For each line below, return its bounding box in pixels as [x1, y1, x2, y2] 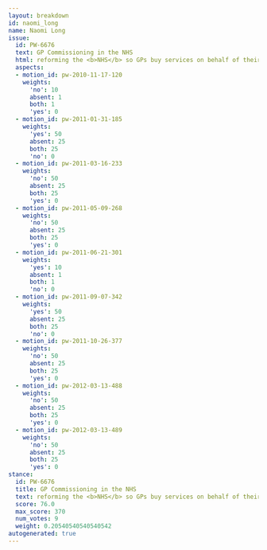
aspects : [15, 64, 44, 72]
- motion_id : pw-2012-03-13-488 [15, 381, 123, 390]
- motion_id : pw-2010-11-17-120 [15, 71, 123, 79]
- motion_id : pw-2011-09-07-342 [15, 293, 123, 301]
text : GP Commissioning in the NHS [15, 49, 133, 57]
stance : [8, 470, 34, 478]
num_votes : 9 [15, 515, 59, 523]
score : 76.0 [15, 500, 56, 508]
